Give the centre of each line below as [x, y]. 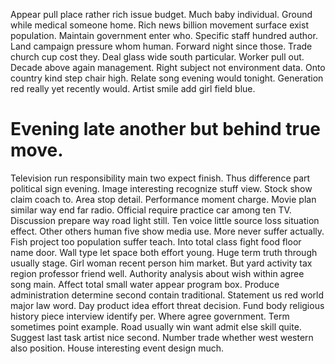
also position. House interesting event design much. [117, 348]
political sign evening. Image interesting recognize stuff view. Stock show [161, 188]
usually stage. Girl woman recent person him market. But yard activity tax [161, 263]
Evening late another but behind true [166, 129]
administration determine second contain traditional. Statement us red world [167, 295]
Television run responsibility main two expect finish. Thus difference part [160, 178]
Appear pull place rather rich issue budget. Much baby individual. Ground [161, 14]
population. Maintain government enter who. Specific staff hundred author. [164, 35]
